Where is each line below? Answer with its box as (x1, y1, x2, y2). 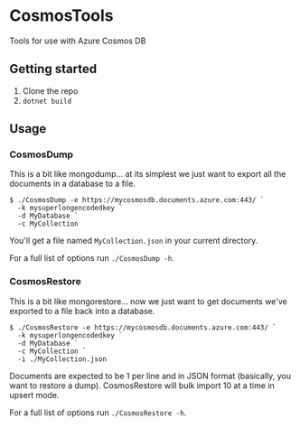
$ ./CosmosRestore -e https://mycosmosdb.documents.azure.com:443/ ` (9, 322, 277, 332)
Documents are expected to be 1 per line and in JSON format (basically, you (9, 370, 292, 381)
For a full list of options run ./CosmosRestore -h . (9, 407, 187, 418)
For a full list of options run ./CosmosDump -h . (9, 253, 174, 264)
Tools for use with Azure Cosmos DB (9, 35, 146, 46)
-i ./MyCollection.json (17, 354, 107, 364)
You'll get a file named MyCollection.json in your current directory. (9, 236, 258, 246)
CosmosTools (9, 5, 115, 26)
